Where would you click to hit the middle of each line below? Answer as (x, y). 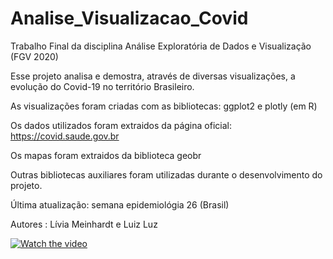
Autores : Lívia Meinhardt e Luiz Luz (84, 224)
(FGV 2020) (34, 56)
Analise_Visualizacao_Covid (129, 18)
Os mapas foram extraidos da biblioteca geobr (106, 155)
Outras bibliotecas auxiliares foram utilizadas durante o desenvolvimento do (166, 174)
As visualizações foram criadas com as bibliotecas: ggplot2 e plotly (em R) (164, 106)
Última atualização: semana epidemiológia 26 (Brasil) (120, 204)
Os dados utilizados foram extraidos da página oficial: (121, 125)
